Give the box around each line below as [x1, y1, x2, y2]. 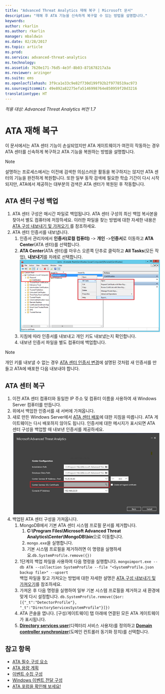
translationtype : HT [5, 91, 48, 96]
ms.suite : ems [5, 76, 34, 81]
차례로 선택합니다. [48, 254, 83, 260]
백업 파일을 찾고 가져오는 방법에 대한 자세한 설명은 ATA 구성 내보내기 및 [19, 575, 156, 581]
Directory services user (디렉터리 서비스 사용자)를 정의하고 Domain [19, 622, 152, 629]
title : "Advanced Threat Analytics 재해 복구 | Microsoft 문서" [5, 8, 134, 13]
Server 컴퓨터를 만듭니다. [12, 402, 61, 408]
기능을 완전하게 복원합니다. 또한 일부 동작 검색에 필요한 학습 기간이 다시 [14, 175, 151, 181]
